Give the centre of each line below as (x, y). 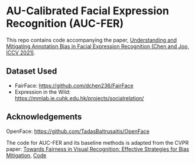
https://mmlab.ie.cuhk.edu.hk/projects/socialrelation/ (79, 98)
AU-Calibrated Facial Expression (88, 11)
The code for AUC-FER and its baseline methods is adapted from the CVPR (97, 142)
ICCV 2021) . (21, 52)
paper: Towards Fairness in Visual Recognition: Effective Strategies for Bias (98, 149)
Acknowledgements (44, 117)
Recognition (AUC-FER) (65, 23)
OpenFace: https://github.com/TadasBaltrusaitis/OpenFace (78, 131)
